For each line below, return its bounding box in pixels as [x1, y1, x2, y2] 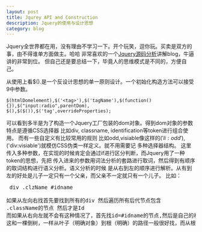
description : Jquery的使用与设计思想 [6, 20, 94, 26]
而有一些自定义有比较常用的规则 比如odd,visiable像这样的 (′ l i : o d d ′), [17, 135, 185, 142]
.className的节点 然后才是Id [6, 205, 85, 212]
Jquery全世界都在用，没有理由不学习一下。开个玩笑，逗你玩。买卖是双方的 [6, 43, 192, 50]
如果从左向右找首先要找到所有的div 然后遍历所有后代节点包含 [6, 197, 161, 204]
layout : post [6, 8, 39, 15]
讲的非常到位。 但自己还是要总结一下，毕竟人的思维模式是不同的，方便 [6, 58, 182, 65]
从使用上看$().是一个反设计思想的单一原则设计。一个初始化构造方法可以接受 [6, 78, 194, 85]
